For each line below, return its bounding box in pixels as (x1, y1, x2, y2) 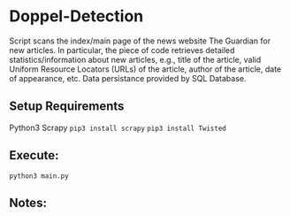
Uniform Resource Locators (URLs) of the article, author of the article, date (9, 64, 281, 74)
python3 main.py (9, 171, 69, 181)
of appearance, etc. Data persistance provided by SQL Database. (9, 73, 247, 83)
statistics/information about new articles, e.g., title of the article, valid (9, 54, 262, 65)
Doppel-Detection (9, 6, 144, 27)
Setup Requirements (9, 99, 125, 114)
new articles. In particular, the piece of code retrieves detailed (9, 44, 235, 55)
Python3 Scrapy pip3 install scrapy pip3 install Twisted (9, 122, 227, 133)
